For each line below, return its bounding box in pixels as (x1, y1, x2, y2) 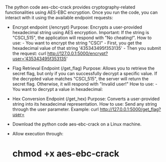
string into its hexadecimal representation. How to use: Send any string (12, 101, 157, 107)
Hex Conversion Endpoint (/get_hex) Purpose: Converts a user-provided (12, 96, 160, 102)
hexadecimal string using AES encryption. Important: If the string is (12, 30, 150, 35)
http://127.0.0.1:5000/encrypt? (47, 50, 108, 56)
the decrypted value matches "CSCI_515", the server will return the (12, 76, 149, 81)
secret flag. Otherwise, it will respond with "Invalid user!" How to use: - (12, 81, 158, 87)
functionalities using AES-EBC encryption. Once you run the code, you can (5, 9, 158, 15)
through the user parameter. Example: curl (12, 106, 99, 112)
